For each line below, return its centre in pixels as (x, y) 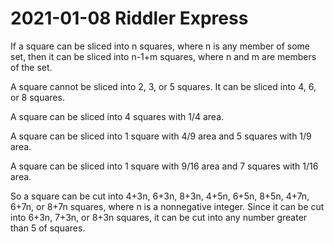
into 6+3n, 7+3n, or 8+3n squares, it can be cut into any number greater (159, 217)
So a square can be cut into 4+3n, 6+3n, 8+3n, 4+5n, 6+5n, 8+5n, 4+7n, (160, 196)
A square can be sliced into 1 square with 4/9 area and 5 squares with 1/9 (161, 136)
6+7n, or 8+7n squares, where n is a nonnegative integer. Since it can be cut (167, 206)
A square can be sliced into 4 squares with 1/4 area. (117, 116)
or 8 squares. (37, 97)
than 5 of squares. (48, 228)
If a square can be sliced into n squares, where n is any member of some (160, 46)
